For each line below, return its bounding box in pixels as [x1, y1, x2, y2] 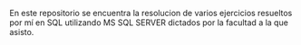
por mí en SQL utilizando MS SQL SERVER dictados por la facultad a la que [9, 17, 288, 28]
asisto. [9, 27, 34, 37]
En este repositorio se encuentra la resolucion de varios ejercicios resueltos [9, 8, 293, 18]
